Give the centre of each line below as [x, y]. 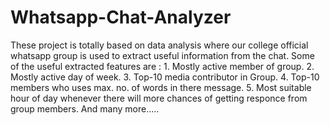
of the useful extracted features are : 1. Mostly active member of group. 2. [162, 66]
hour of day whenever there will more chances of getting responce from [159, 98]
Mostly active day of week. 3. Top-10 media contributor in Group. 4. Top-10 [165, 77]
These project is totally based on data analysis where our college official [159, 45]
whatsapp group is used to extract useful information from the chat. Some [162, 55]
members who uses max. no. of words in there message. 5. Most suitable [161, 87]
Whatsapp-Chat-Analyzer [121, 17]
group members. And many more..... [85, 108]
